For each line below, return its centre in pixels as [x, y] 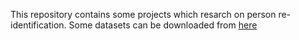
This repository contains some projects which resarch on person [143, 14]
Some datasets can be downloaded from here [163, 25]
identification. [38, 25]
